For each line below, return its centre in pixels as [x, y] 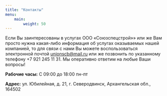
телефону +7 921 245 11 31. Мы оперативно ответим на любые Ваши [78, 59]
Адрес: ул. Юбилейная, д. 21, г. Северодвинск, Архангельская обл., [78, 84]
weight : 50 [35, 24]
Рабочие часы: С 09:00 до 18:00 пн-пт [47, 74]
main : [20, 19]
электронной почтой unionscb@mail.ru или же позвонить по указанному [83, 54]
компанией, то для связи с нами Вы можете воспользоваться [71, 48]
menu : [11, 14]
